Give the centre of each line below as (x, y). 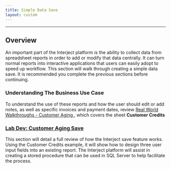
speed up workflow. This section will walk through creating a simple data (81, 69)
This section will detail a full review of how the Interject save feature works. (84, 139)
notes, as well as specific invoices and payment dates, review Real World (82, 109)
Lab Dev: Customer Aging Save (45, 128)
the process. (18, 161)
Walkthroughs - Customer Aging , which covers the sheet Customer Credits (85, 115)
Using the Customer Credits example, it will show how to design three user (83, 144)
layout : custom (21, 15)
